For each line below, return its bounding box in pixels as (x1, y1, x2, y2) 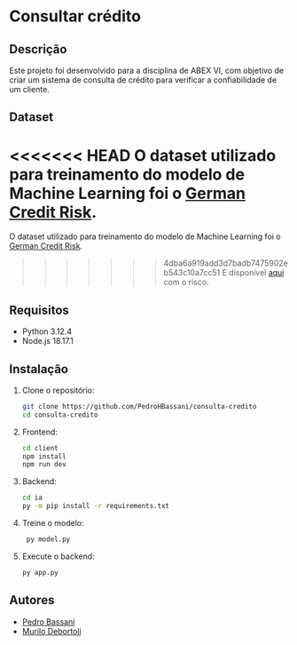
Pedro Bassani (21, 616, 75, 627)
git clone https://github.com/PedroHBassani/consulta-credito (21, 402, 257, 410)
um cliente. (9, 84, 51, 94)
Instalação (9, 362, 69, 377)
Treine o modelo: (21, 518, 84, 529)
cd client (21, 443, 59, 452)
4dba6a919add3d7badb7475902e (163, 258, 288, 268)
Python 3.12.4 (21, 326, 73, 337)
